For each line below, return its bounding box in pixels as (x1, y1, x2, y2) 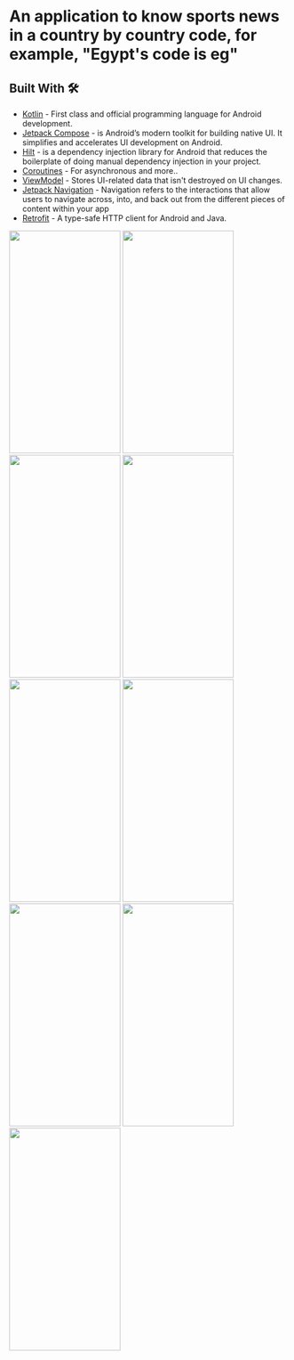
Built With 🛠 (9, 80, 80, 95)
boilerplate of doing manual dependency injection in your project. (21, 156, 262, 167)
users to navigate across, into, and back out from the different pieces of (21, 194, 286, 204)
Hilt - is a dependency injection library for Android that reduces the (21, 147, 268, 157)
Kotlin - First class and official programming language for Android (21, 109, 262, 119)
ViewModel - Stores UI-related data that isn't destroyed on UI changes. (21, 175, 282, 185)
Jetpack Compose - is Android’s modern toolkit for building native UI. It (21, 127, 282, 138)
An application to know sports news (9, 6, 280, 27)
